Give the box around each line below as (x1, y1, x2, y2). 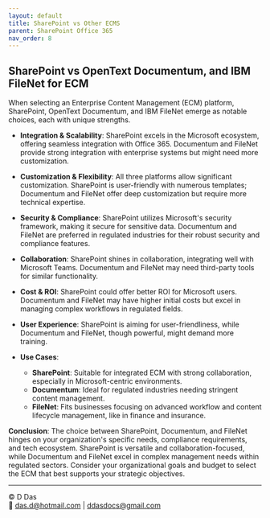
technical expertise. (19, 198, 86, 208)
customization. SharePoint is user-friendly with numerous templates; (19, 180, 247, 190)
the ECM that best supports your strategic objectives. (8, 469, 186, 479)
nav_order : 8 (8, 34, 52, 43)
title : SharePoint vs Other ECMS (8, 19, 121, 27)
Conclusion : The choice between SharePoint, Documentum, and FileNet (8, 426, 247, 436)
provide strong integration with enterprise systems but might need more (19, 148, 259, 158)
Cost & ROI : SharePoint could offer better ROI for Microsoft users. (19, 287, 238, 297)
